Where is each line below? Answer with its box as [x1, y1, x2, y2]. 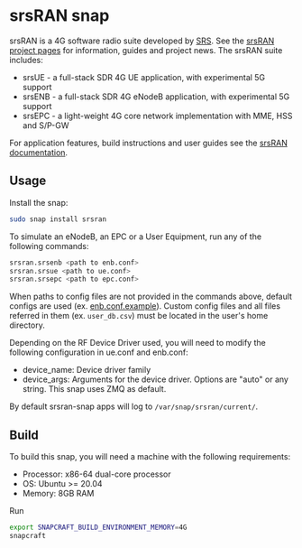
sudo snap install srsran [9, 214, 106, 224]
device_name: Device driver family [22, 365, 151, 376]
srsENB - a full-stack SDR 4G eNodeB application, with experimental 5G [22, 91, 290, 102]
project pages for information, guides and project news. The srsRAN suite [9, 44, 283, 55]
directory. [9, 320, 45, 330]
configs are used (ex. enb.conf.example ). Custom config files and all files [9, 301, 281, 311]
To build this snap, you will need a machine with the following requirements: [9, 451, 291, 462]
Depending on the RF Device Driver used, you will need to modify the [9, 338, 266, 348]
